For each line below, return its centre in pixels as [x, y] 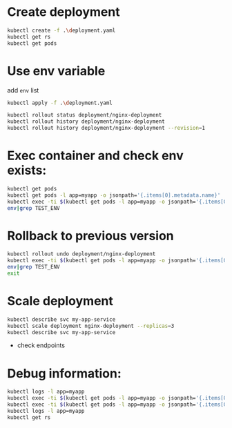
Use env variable [56, 71]
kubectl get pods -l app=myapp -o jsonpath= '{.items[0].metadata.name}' [114, 195]
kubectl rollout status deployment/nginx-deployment [85, 115]
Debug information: [65, 373]
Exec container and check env [96, 156]
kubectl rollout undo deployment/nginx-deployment [81, 254]
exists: [27, 171]
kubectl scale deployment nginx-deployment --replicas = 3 [91, 326]
